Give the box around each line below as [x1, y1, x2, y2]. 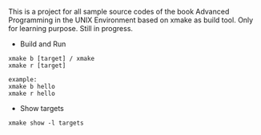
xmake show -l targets [8, 119, 84, 127]
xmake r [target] [8, 62, 66, 69]
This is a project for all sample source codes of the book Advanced [8, 7, 230, 16]
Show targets [19, 104, 64, 113]
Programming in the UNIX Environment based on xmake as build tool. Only [8, 15, 254, 25]
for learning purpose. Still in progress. [8, 24, 134, 33]
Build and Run [19, 39, 66, 49]
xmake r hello [8, 89, 56, 97]
